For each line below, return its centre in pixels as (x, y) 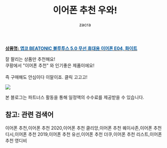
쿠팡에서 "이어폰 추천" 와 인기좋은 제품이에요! (50, 65)
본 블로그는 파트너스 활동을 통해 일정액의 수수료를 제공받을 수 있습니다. (75, 97)
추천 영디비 (16, 140)
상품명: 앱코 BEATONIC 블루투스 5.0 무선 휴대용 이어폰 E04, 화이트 (71, 48)
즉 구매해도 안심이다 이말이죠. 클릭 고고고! (46, 77)
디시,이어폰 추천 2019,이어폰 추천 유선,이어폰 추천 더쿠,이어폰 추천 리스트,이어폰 (84, 134)
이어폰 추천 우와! (85, 10)
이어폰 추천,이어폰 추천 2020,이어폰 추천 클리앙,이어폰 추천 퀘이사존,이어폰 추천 (83, 128)
